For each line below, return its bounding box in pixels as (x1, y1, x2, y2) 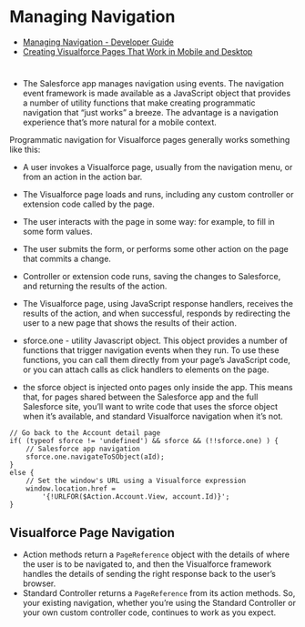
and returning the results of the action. (22, 280, 168, 292)
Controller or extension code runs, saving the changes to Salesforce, (22, 271, 281, 282)
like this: (9, 144, 41, 156)
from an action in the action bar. (22, 171, 143, 183)
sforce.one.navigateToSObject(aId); (25, 452, 166, 461)
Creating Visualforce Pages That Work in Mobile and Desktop (22, 46, 253, 56)
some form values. (22, 226, 93, 238)
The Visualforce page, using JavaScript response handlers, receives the (22, 298, 294, 309)
